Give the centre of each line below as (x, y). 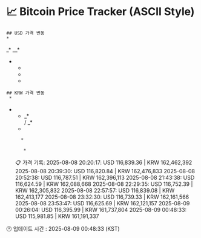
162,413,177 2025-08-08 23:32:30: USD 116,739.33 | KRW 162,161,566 (102, 197)
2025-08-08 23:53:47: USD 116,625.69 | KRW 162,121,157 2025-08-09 (102, 203)
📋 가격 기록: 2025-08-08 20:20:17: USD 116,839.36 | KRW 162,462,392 (104, 162)
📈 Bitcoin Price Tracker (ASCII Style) (100, 12)
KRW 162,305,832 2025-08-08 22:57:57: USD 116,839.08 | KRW (95, 190)
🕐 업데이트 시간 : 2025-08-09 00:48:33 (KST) (63, 228)
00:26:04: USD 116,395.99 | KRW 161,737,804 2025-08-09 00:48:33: (100, 210)
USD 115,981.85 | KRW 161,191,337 (57, 216)
